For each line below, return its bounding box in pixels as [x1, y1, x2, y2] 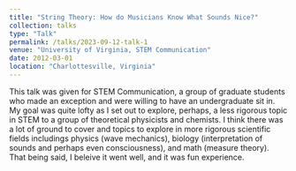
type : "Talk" [9, 29, 57, 38]
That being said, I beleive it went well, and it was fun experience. [9, 152, 245, 162]
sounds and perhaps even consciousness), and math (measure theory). [9, 142, 269, 152]
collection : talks [9, 21, 77, 30]
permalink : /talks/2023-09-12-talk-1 [9, 37, 148, 47]
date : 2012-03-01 [9, 54, 73, 63]
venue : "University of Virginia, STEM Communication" [9, 46, 212, 55]
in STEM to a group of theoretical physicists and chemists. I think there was [9, 114, 284, 124]
